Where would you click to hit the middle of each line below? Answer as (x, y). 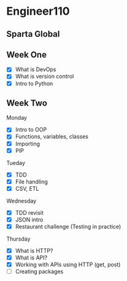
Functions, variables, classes (52, 137)
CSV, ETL (27, 188)
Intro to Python (34, 83)
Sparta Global (33, 34)
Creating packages (39, 272)
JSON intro (29, 220)
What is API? (31, 258)
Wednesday (21, 201)
